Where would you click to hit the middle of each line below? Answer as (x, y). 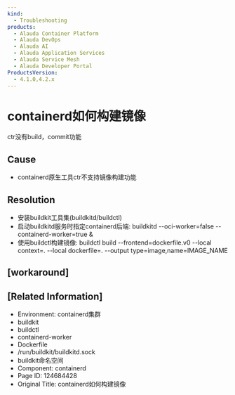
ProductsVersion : (33, 72)
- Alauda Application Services (59, 53)
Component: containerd (52, 368)
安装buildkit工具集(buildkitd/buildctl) (70, 217)
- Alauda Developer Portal (53, 66)
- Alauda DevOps (37, 40)
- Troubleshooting (41, 20)
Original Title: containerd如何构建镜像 (72, 384)
